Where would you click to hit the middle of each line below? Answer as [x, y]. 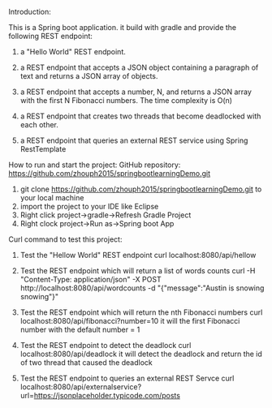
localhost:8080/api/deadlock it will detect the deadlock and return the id [141, 354]
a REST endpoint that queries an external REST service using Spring [134, 140]
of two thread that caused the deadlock [86, 363]
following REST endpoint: [51, 36]
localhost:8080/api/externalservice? [81, 387]
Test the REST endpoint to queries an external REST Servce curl [127, 378]
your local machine [52, 198]
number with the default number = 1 [80, 329]
